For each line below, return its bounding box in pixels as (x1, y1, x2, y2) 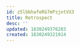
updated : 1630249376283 (6, 26, 67, 32)
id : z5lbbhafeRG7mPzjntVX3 (6, 9, 75, 15)
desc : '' (6, 20, 28, 26)
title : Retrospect (6, 15, 53, 21)
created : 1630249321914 (6, 32, 67, 38)
